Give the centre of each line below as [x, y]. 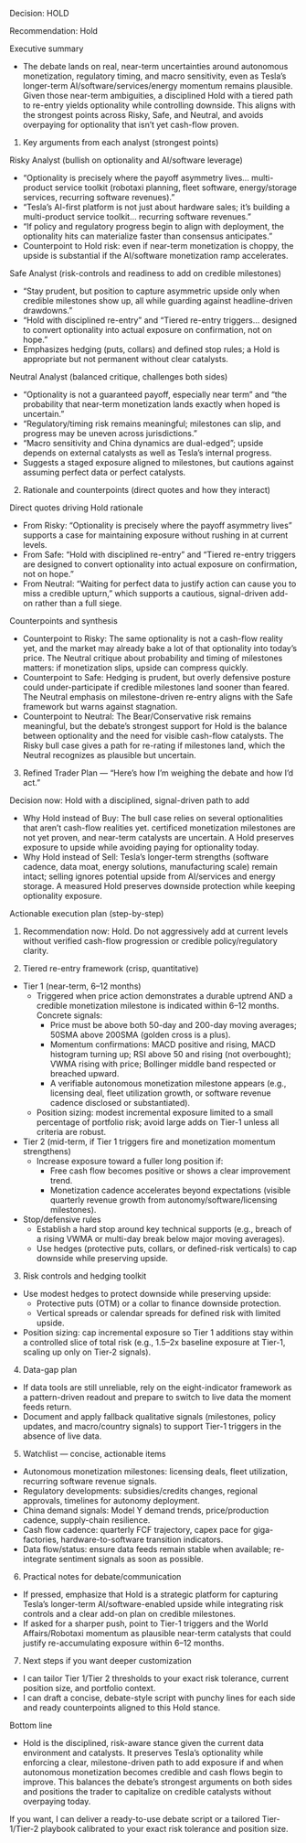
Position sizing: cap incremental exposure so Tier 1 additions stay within [158, 1333]
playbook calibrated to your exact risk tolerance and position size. [164, 1829]
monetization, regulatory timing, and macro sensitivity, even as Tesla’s [154, 76]
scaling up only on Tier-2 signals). [87, 1352]
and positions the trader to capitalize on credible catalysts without [147, 1791]
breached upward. [84, 1073]
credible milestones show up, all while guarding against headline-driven [158, 300]
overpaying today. [57, 1801]
